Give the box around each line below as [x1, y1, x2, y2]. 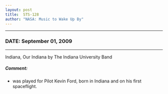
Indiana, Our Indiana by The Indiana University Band [5, 53, 112, 60]
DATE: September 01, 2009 [5, 38, 72, 45]
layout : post [5, 7, 32, 12]
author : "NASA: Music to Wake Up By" [5, 16, 84, 21]
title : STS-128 [5, 12, 39, 17]
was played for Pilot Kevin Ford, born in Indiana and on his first [12, 78, 141, 84]
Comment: [5, 65, 28, 71]
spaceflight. [12, 83, 37, 89]
